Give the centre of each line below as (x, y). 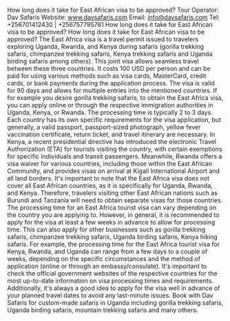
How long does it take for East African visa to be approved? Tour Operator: (113, 10)
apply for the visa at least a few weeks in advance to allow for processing (111, 222)
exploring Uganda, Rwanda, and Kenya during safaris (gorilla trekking (106, 46)
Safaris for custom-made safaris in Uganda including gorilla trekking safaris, (115, 303)
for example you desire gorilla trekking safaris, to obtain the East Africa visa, (115, 98)
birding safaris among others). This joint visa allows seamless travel (103, 61)
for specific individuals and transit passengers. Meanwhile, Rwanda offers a (115, 156)
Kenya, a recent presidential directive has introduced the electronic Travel (112, 142)
